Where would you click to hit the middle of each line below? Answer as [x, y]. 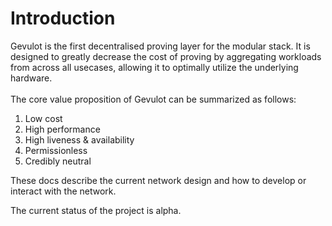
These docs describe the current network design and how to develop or [158, 180]
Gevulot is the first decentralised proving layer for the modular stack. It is [160, 46]
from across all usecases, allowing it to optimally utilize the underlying [154, 67]
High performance [62, 129]
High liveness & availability [79, 139]
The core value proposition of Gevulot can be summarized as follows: [153, 99]
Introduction [63, 18]
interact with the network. [63, 191]
